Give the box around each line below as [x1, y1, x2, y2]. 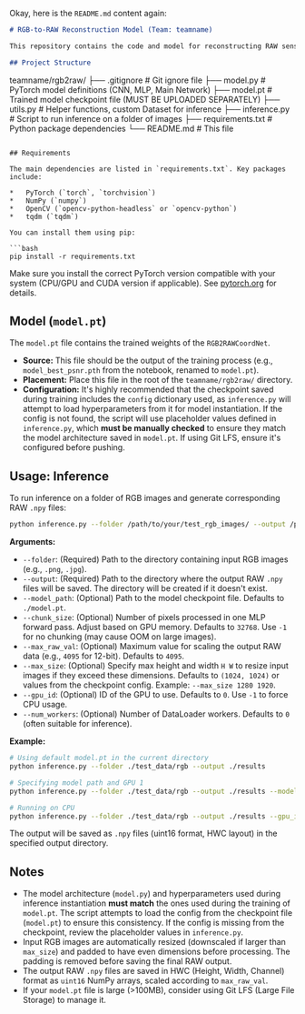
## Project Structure [9, 58, 92, 67]
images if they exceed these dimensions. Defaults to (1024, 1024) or [22, 670, 280, 681]
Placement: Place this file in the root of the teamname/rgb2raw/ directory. [22, 375, 293, 386]
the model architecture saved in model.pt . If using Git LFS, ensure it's [22, 432, 281, 444]
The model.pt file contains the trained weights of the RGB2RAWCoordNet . [9, 337, 271, 348]
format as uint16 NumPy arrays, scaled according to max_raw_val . [22, 975, 269, 986]
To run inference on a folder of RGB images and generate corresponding [9, 493, 280, 504]
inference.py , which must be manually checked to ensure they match [22, 423, 287, 434]
